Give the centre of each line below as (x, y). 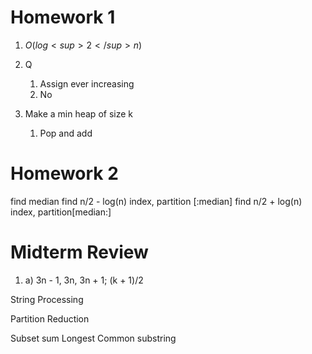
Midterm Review (79, 252)
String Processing (47, 299)
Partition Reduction (50, 318)
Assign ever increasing (87, 83)
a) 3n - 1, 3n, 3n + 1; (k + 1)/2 (84, 280)
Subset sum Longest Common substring (93, 338)
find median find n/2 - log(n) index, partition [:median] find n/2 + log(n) (156, 201)
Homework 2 (64, 173)
